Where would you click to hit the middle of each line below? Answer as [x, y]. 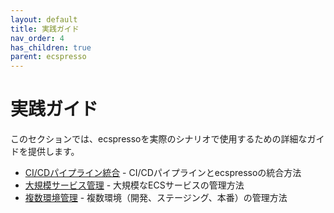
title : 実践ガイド [45, 29]
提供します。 [53, 152]
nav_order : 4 [37, 38]
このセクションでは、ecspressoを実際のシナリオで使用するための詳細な [159, 139]
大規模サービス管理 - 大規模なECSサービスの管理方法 [134, 185]
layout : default [44, 19]
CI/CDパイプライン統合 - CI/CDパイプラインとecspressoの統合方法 [163, 173]
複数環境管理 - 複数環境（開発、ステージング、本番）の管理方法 [156, 198]
